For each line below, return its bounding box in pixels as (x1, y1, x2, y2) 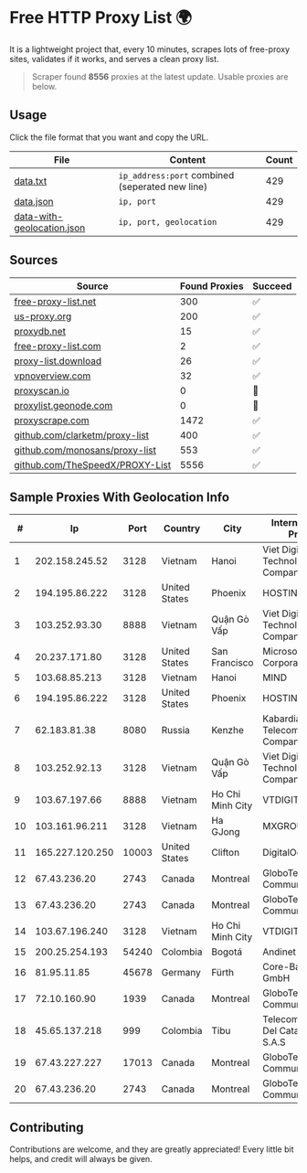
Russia (161, 724, 190, 737)
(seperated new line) (118, 180, 208, 193)
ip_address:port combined (118, 168, 235, 181)
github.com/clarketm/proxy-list (14, 429, 149, 442)
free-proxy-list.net (14, 294, 97, 307)
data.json (14, 195, 54, 208)
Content (169, 153, 206, 165)
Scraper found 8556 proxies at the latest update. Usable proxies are (31, 70, 289, 82)
